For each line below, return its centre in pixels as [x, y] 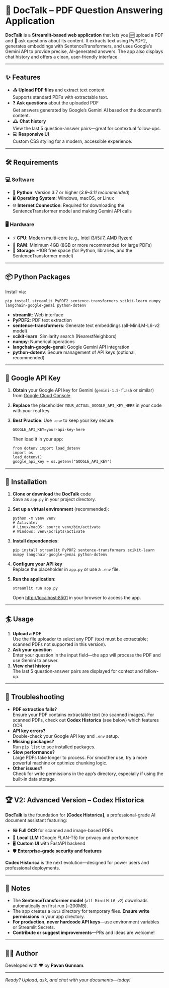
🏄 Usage [20, 619]
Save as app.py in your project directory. [54, 500]
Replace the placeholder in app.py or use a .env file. [66, 569]
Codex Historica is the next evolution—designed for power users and [77, 862]
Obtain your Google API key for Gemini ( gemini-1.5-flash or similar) [83, 390]
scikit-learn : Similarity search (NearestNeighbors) [65, 336]
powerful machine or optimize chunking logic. [60, 763]
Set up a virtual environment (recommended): [61, 509]
